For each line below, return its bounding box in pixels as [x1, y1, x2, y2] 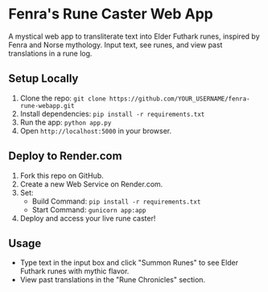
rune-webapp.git [19, 101, 75, 109]
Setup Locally [8, 72, 79, 85]
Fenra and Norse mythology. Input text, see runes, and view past [8, 39, 223, 49]
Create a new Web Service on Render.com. [19, 179, 163, 189]
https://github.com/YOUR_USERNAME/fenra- [109, 94, 251, 103]
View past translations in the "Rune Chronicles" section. [19, 275, 206, 285]
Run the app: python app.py [19, 117, 112, 127]
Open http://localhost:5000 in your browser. [19, 125, 171, 135]
